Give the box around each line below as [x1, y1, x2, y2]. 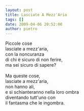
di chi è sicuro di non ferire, [5, 57, 63, 63]
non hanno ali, [5, 84, 35, 90]
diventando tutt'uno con [5, 95, 56, 101]
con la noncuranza [5, 51, 45, 58]
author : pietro [5, 26, 38, 32]
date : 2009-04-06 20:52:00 [5, 21, 63, 27]
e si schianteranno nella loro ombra [5, 89, 79, 95]
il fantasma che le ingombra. [5, 100, 65, 106]
